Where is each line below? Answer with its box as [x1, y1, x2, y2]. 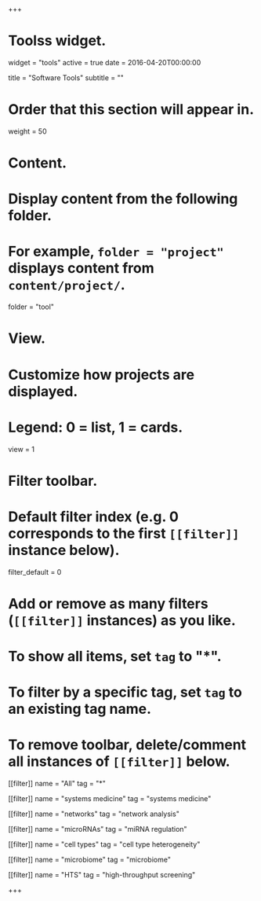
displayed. [8, 382, 78, 400]
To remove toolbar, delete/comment [8, 736, 247, 754]
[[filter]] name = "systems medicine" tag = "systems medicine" [8, 794, 212, 804]
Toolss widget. [8, 32, 107, 50]
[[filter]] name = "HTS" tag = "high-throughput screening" [8, 870, 196, 880]
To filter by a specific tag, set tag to [8, 683, 243, 701]
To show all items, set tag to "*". [8, 648, 222, 665]
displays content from [8, 259, 154, 278]
